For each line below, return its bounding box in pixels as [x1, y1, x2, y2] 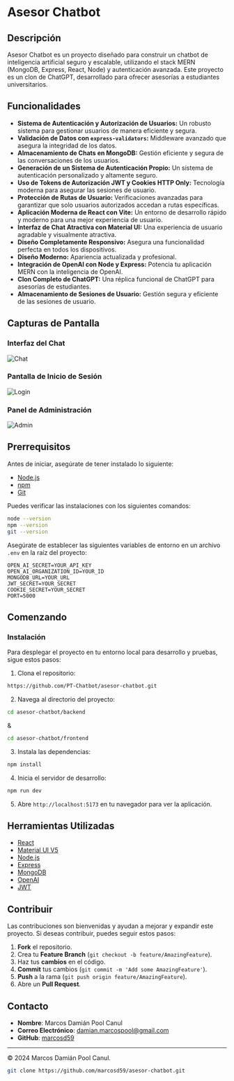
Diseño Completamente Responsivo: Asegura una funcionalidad [17, 238, 205, 246]
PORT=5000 [7, 592, 36, 600]
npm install [7, 761, 42, 768]
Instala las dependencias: [17, 747, 91, 755]
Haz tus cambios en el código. [17, 958, 106, 966]
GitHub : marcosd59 [17, 1033, 75, 1042]
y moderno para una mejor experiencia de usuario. [17, 215, 163, 224]
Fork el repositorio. [17, 943, 72, 951]
